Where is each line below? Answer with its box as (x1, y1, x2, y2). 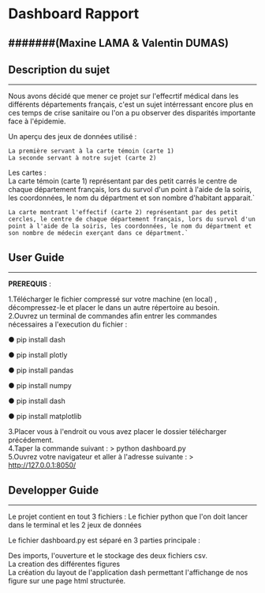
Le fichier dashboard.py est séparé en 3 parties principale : (8, 535, 201, 546)
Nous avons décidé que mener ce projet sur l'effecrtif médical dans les (8, 92, 239, 101)
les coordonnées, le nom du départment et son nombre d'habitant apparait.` (8, 193, 255, 202)
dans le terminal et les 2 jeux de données (8, 520, 142, 530)
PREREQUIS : (8, 279, 51, 289)
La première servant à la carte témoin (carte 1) (8, 147, 175, 155)
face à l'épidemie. (8, 116, 66, 127)
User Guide (8, 251, 65, 264)
